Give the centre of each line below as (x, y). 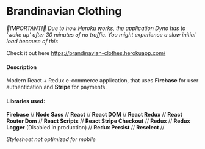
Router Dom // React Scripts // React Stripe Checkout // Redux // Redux (98, 121)
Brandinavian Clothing (64, 11)
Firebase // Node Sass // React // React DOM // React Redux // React (95, 115)
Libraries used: (26, 101)
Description (22, 67)
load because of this (32, 41)
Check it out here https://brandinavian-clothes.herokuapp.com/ (86, 53)
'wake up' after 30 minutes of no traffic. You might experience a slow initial (101, 34)
